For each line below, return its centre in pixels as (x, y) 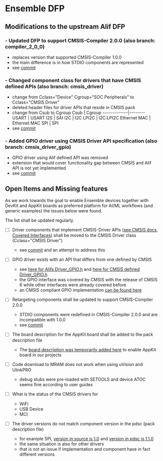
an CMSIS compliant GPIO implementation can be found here (81, 290)
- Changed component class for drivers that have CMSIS (73, 80)
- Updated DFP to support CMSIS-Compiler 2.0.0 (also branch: (80, 41)
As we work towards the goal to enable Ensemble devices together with (77, 201)
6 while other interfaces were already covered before (73, 285)
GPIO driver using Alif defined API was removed (60, 158)
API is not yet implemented (39, 168)
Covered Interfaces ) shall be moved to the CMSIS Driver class (74, 235)
